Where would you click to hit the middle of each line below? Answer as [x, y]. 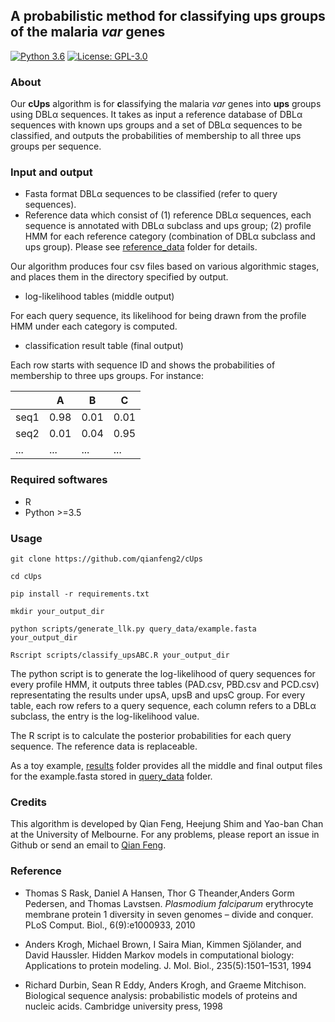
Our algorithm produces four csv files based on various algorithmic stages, [165, 266]
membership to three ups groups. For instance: [107, 376]
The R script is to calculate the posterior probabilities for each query [151, 735]
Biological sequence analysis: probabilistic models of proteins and [161, 995]
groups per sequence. [56, 146]
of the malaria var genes [88, 32]
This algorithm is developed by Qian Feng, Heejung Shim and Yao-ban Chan [167, 824]
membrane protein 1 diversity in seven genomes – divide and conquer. [169, 914]
